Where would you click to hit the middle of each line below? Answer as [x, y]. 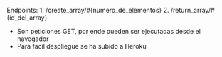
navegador [33, 39]
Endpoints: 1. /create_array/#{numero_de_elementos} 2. [88, 10]
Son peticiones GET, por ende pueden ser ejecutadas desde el [109, 31]
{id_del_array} [27, 18]
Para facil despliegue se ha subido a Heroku [81, 46]
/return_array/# [192, 10]
